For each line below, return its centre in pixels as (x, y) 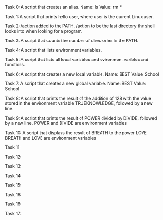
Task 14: (13, 176)
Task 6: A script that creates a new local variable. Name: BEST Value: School (82, 74)
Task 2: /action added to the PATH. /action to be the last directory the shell (80, 26)
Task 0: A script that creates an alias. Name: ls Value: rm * (63, 7)
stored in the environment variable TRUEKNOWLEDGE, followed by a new (79, 103)
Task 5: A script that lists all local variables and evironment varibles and (77, 60)
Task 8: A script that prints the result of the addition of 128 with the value (78, 98)
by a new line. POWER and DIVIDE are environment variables (66, 123)
